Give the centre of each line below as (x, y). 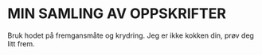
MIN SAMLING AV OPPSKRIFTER (117, 14)
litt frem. (21, 43)
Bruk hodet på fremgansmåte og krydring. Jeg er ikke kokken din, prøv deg (131, 35)
